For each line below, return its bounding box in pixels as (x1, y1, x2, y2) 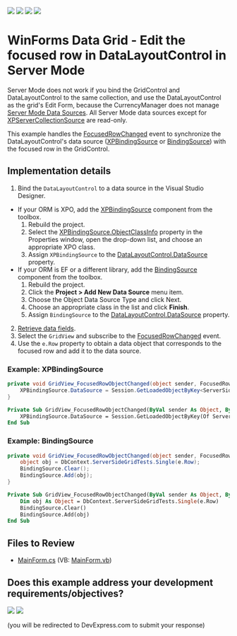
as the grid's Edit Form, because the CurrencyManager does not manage (7, 100, 220, 109)
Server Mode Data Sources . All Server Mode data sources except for (7, 108, 207, 117)
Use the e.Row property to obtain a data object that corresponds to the (17, 339, 222, 347)
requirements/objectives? (7, 587, 124, 599)
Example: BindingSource (7, 436, 94, 446)
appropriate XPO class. (28, 243, 96, 251)
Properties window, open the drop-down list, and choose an (28, 235, 202, 243)
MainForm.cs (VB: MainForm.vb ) (17, 556, 112, 565)
